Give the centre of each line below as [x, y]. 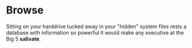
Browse [25, 10]
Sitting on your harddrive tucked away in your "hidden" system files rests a [96, 26]
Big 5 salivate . [23, 39]
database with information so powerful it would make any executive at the [95, 32]
